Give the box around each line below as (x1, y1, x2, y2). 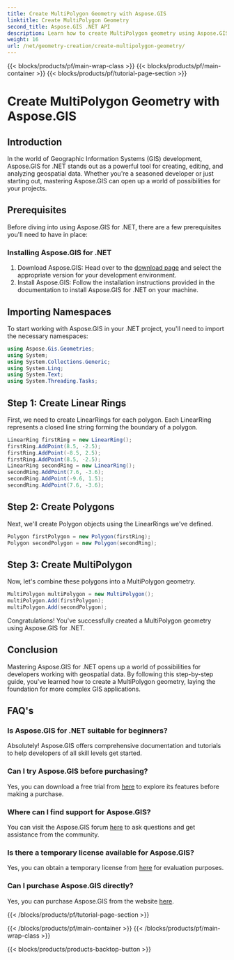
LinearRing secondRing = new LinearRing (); (7, 462, 136, 469)
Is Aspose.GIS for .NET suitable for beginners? (7, 726, 169, 736)
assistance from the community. (7, 830, 100, 839)
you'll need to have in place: (7, 230, 88, 238)
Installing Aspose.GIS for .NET (7, 247, 112, 257)
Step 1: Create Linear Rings (7, 397, 127, 409)
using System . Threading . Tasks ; (7, 378, 98, 385)
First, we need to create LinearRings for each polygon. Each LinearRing (7, 416, 212, 424)
